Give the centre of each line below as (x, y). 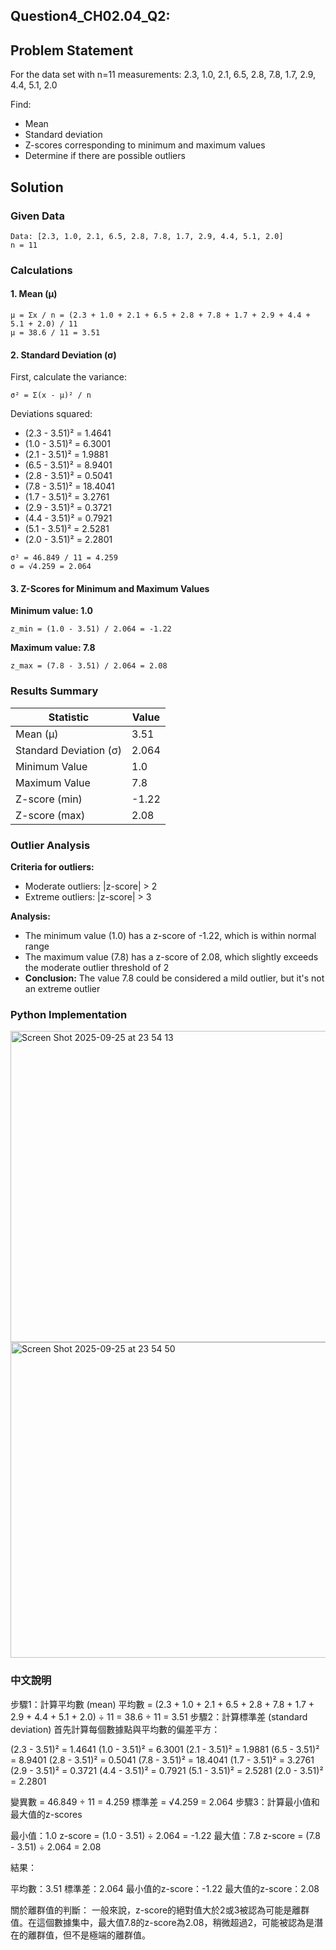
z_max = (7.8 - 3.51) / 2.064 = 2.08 (89, 666)
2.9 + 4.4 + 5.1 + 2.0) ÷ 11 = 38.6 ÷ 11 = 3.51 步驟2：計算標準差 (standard (159, 1716)
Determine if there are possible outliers (105, 156)
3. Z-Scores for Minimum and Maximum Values (110, 588)
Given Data (37, 216)
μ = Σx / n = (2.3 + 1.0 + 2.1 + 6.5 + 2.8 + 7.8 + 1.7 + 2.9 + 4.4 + (160, 315)
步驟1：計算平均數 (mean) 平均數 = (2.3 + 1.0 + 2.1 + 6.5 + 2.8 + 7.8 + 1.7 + (162, 1704)
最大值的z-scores (46, 1814)
